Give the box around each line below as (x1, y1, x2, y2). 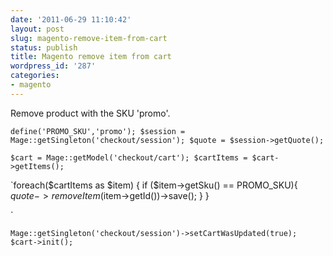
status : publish (10, 42, 78, 53)
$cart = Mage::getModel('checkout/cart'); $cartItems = (10, 152, 248, 163)
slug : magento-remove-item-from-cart (10, 33, 168, 43)
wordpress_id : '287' (10, 61, 97, 71)
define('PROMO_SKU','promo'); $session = (10, 126, 186, 136)
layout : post (10, 24, 65, 34)
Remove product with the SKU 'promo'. (10, 107, 171, 119)
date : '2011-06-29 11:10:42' (10, 14, 132, 25)
